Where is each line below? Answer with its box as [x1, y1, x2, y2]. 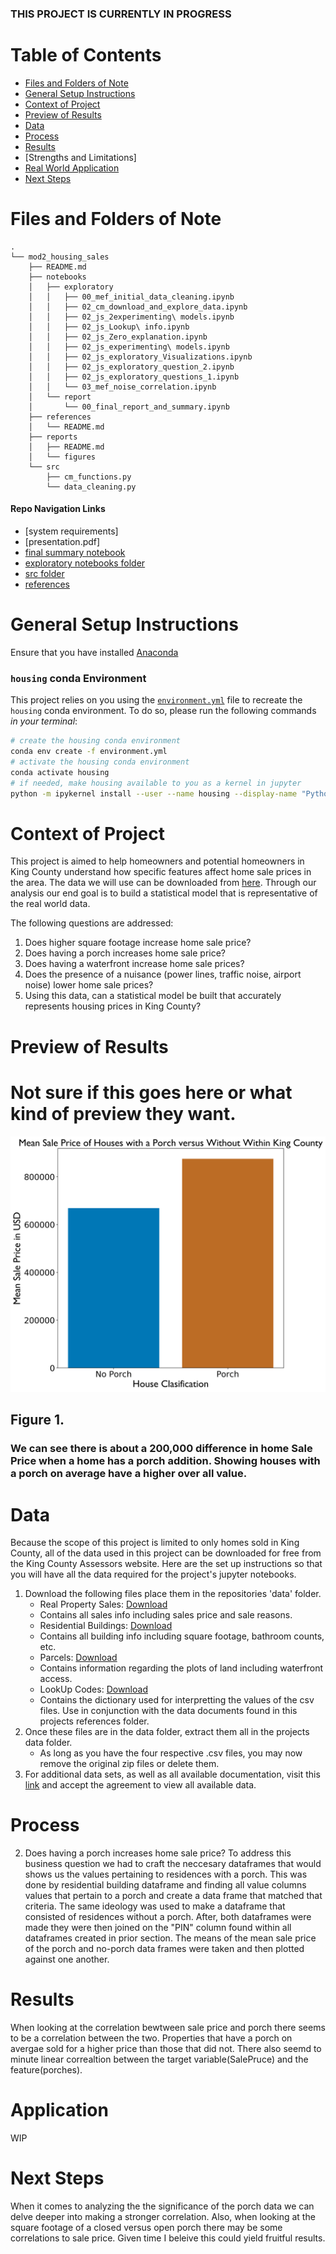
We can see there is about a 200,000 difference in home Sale [10, 1442, 313, 1456]
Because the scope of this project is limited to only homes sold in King [10, 1537, 300, 1549]
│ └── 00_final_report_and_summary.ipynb [28, 402, 230, 412]
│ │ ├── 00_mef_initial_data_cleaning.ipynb [28, 292, 235, 302]
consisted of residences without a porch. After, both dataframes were [24, 1911, 312, 1923]
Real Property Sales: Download [39, 1598, 168, 1611]
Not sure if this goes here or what [10, 1081, 293, 1104]
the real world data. [10, 898, 91, 910]
